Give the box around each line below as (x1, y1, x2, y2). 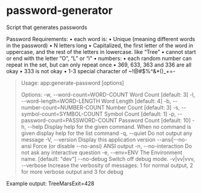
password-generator (6, 4, 113, 18)
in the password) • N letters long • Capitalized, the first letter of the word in (6, 42, 194, 49)
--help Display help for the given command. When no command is (27, 123, 192, 130)
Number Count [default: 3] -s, (106, 103, 180, 111)
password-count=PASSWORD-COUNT (21, 116, 118, 124)
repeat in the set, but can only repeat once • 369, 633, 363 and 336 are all (6, 61, 192, 68)
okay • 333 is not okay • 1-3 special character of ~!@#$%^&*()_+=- (6, 67, 176, 74)
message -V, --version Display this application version (21, 136, 156, 143)
